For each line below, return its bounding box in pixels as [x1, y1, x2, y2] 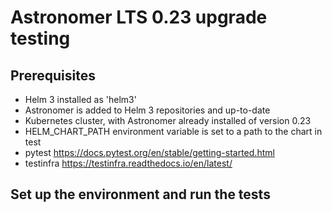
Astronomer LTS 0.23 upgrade [10, 6, 268, 29]
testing [10, 27, 71, 50]
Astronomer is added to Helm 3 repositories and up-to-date [24, 104, 271, 116]
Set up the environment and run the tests [10, 186, 271, 203]
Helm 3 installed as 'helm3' [24, 94, 137, 105]
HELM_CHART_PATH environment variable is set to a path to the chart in [24, 126, 323, 137]
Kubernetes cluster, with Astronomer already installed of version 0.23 [24, 115, 312, 126]
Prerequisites [10, 67, 96, 84]
